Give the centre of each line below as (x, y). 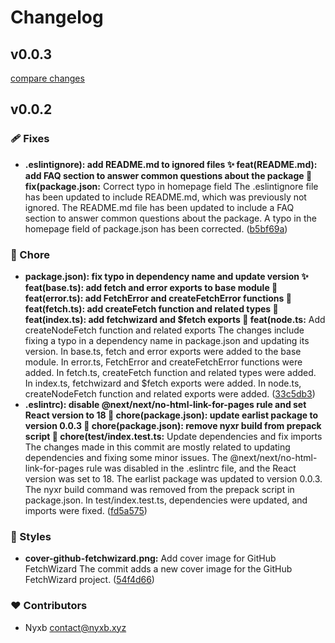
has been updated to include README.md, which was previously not (165, 197)
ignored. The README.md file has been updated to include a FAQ (159, 207)
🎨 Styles (31, 536)
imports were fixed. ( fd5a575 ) (86, 510)
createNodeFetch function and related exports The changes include (164, 330)
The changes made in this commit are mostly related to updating (157, 447)
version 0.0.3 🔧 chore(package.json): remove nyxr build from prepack (173, 425)
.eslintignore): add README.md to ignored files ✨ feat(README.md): (171, 164)
